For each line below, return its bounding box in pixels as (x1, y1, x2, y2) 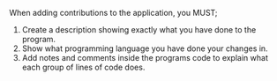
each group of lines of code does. (21, 62, 146, 72)
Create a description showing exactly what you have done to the (21, 25, 257, 34)
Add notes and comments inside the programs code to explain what (21, 53, 269, 63)
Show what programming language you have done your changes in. (21, 43, 268, 54)
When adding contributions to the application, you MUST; (9, 8, 218, 18)
